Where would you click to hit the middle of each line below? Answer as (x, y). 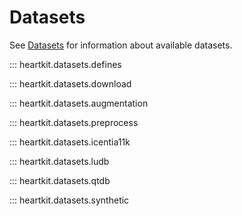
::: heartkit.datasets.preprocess (74, 122)
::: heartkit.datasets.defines (65, 64)
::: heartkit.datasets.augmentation (79, 103)
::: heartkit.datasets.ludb (59, 161)
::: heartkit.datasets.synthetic (69, 200)
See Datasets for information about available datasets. (121, 45)
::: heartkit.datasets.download (70, 83)
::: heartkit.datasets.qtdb (60, 180)
